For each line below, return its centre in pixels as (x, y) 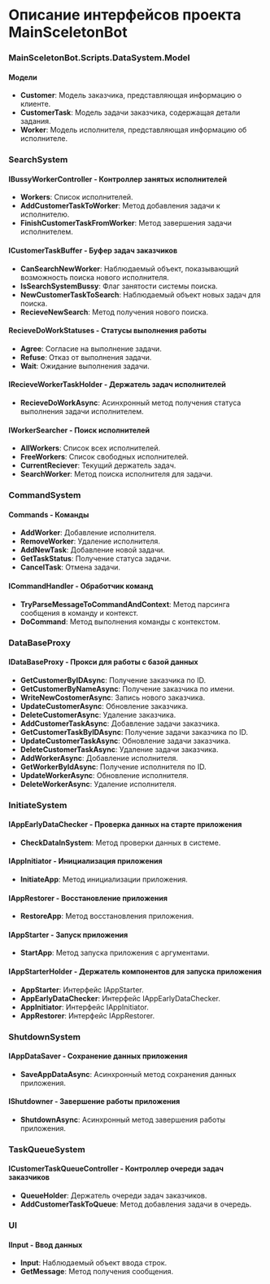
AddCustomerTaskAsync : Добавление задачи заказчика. (120, 723)
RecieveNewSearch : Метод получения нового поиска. (114, 312)
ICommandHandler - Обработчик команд (81, 586)
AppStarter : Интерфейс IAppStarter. (82, 989)
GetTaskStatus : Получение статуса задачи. (96, 559)
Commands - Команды (49, 514)
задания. (35, 121)
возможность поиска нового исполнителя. (94, 277)
